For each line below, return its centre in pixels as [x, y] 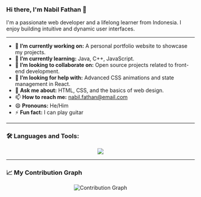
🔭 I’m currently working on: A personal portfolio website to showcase [101, 46]
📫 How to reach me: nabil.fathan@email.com [71, 97]
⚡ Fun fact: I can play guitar [49, 112]
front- [182, 65]
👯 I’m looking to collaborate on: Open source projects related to [94, 65]
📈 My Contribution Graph [44, 173]
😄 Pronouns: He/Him [42, 106]
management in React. [42, 84]
